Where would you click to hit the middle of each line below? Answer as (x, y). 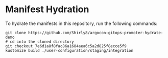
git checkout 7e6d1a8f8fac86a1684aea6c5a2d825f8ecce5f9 (66, 46)
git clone (16, 33)
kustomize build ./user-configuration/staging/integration (69, 50)
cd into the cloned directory (42, 42)
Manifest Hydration (47, 9)
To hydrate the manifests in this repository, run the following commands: (81, 23)
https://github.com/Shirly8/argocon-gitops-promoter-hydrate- (95, 33)
